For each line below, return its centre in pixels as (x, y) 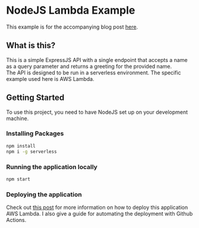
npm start (18, 179)
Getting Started (35, 98)
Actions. (16, 220)
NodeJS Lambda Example (71, 10)
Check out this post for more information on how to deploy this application (97, 207)
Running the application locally (52, 167)
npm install (21, 146)
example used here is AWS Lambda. (50, 79)
